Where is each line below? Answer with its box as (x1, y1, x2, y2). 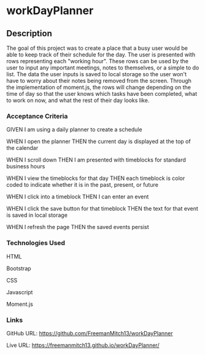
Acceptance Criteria (6, 112, 68, 120)
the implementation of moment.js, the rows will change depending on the (6, 84, 191, 91)
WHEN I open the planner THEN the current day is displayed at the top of (6, 138, 191, 145)
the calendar (6, 144, 39, 152)
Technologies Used (6, 239, 66, 248)
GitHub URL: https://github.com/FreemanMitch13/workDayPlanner (6, 329, 173, 337)
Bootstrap (6, 265, 32, 272)
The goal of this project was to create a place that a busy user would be (6, 44, 188, 52)
